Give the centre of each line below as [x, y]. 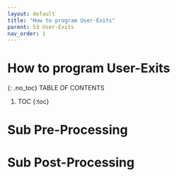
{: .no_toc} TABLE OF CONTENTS [56, 88]
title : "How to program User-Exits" [61, 20]
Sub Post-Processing [71, 162]
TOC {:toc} [33, 102]
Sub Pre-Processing [68, 130]
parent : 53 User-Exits [41, 27]
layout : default [31, 14]
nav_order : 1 [27, 33]
